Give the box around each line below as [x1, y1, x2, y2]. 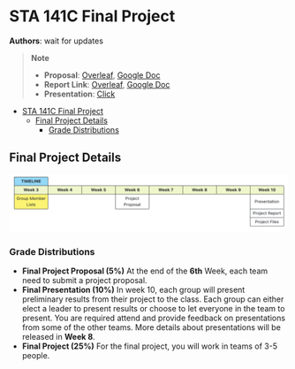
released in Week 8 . [21, 332, 95, 342]
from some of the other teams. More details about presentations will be [21, 322, 281, 333]
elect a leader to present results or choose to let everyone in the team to [21, 304, 285, 314]
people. [21, 350, 50, 361]
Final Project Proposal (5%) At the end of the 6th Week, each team [21, 265, 269, 276]
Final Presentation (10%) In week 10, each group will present [21, 285, 246, 296]
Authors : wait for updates [9, 35, 104, 46]
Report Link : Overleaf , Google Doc [43, 79, 170, 89]
